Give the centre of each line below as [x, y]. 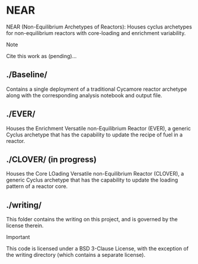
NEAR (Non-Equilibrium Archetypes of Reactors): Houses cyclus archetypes [99, 27]
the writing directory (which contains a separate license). [76, 255]
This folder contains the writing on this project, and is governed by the [92, 220]
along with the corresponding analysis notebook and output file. [84, 95]
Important [18, 237]
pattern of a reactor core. [37, 186]
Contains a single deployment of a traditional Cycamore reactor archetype [97, 89]
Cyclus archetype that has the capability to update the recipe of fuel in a [94, 135]
